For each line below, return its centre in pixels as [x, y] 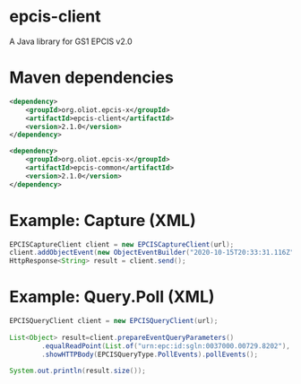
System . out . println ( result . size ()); [77, 371]
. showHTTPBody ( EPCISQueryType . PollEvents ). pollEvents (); [150, 354]
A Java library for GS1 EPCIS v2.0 [71, 41]
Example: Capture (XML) [103, 220]
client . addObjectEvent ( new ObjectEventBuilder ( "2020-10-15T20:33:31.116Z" [152, 253]
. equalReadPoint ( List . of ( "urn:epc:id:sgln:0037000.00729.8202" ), [166, 346]
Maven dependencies [92, 78]
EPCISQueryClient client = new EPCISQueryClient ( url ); [114, 321]
